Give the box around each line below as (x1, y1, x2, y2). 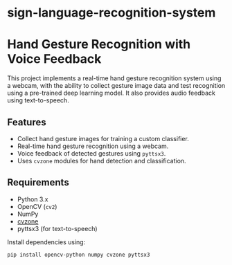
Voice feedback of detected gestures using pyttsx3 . (17, 149, 166, 157)
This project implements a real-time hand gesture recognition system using (7, 74, 222, 82)
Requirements (7, 176, 69, 188)
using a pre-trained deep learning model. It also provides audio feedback (7, 89, 216, 98)
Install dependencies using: (7, 237, 86, 246)
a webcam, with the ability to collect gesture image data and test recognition (7, 82, 226, 90)
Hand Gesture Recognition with (7, 37, 191, 53)
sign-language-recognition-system (7, 5, 216, 21)
